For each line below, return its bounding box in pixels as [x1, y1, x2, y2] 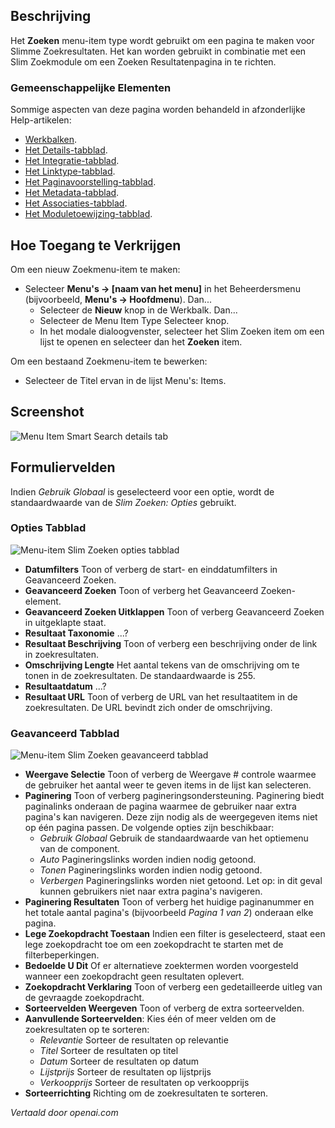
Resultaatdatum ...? [24, 680, 107, 692]
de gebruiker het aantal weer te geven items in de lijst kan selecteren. [24, 779, 312, 791]
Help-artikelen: [10, 114, 72, 126]
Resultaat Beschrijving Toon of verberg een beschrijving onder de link [24, 637, 318, 649]
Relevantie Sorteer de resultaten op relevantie [39, 1034, 229, 1046]
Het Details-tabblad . [24, 144, 108, 156]
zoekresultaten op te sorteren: [24, 1024, 150, 1036]
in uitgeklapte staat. [24, 616, 107, 628]
